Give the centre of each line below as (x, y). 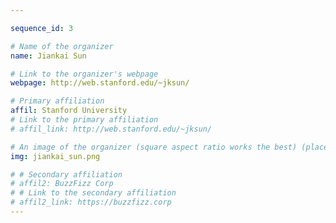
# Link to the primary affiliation (84, 120)
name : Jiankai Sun (48, 56)
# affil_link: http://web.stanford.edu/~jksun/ (111, 129)
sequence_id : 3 (42, 28)
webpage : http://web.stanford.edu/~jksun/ (100, 83)
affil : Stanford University (69, 111)
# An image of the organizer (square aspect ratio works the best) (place (169, 147)
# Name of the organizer (62, 46)
